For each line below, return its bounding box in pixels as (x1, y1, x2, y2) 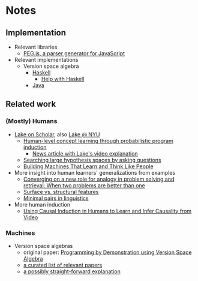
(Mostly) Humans (5, 117, 58, 125)
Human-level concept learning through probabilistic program (23, 137, 173, 144)
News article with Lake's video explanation (32, 150, 139, 157)
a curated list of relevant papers (23, 261, 103, 268)
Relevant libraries (14, 43, 58, 50)
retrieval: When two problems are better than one (23, 181, 145, 189)
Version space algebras (14, 242, 73, 249)
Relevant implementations (14, 56, 79, 63)
